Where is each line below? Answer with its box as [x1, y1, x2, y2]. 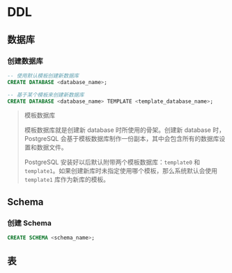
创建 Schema [7, 218, 52, 228]
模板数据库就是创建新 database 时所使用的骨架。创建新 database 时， [24, 126, 225, 134]
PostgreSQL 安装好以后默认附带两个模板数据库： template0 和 [24, 158, 201, 167]
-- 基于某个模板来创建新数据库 [7, 91, 85, 98]
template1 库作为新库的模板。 [24, 175, 110, 184]
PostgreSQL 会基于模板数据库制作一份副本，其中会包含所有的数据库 [24, 135, 219, 143]
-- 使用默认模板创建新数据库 [7, 72, 79, 79]
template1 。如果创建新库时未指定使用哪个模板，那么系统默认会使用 [24, 167, 218, 175]
